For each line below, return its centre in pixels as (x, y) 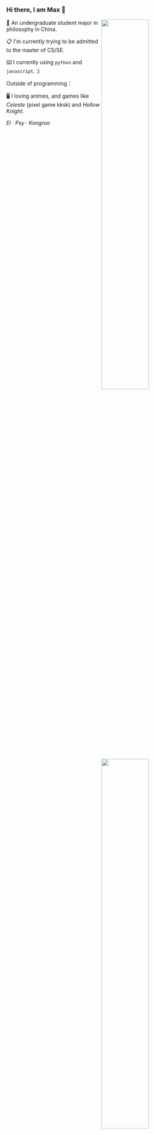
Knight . (15, 111)
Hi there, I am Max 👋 (36, 10)
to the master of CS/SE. (36, 50)
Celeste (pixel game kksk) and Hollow (53, 105)
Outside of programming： (39, 84)
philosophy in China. (32, 29)
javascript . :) (23, 71)
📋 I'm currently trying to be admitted (52, 41)
